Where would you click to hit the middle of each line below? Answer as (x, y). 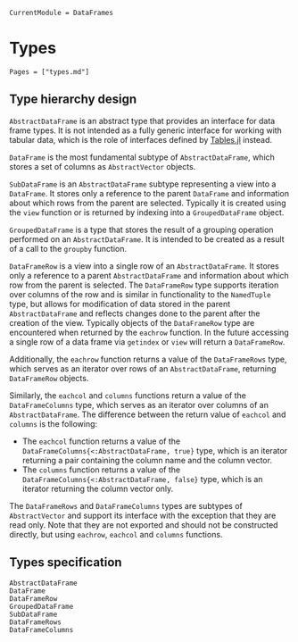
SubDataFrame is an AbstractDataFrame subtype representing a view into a (143, 184)
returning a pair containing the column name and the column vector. (147, 460)
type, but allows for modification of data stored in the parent (120, 304)
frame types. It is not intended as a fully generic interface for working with (146, 130)
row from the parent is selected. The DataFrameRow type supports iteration (144, 285)
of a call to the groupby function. (68, 248)
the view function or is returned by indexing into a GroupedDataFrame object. (147, 212)
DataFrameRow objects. (49, 378)
